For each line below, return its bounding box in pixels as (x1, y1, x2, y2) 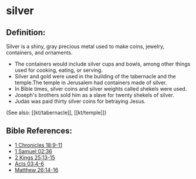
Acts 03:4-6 (14, 160, 44, 167)
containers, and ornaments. (6, 49, 73, 56)
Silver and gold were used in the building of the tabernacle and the (14, 73, 176, 80)
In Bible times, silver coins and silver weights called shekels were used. (14, 85, 187, 92)
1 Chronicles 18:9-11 (14, 142, 63, 149)
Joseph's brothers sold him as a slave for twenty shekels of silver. (14, 92, 174, 98)
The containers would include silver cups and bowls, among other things (14, 60, 191, 67)
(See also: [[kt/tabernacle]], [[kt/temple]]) (6, 109, 107, 116)
